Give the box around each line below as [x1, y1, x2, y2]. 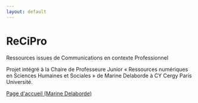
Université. [6, 78, 33, 85]
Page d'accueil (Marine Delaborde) [6, 90, 92, 97]
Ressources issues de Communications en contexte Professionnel [6, 54, 169, 61]
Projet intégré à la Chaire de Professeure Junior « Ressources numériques [6, 65, 188, 73]
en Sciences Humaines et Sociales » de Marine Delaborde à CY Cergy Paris [6, 72, 192, 79]
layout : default [6, 8, 47, 15]
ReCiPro [6, 34, 48, 48]
